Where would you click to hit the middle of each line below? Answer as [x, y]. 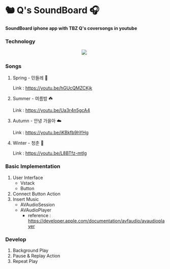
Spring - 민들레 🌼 [30, 78]
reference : [39, 215]
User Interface [28, 177]
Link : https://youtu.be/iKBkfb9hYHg [51, 133]
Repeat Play [25, 261]
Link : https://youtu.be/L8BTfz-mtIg [50, 153]
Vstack [27, 183]
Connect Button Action [36, 194]
